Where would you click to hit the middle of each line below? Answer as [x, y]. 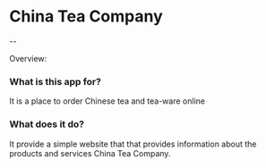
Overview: [28, 58]
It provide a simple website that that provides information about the [133, 144]
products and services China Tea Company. [90, 153]
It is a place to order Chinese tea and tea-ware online [107, 101]
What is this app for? [55, 81]
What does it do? [47, 124]
